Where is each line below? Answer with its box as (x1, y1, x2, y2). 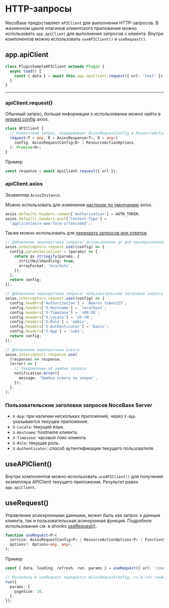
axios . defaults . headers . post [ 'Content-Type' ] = (5, 216, 107, 221)
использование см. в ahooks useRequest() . (5, 523, 97, 529)
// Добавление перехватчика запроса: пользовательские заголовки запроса (5, 291, 163, 296)
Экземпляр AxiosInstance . (5, 192, 61, 198)
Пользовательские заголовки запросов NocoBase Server (5, 401, 152, 408)
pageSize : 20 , (14, 589, 44, 594)
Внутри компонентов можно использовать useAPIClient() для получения (5, 473, 163, 479)
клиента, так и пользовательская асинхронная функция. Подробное (5, 518, 152, 524)
